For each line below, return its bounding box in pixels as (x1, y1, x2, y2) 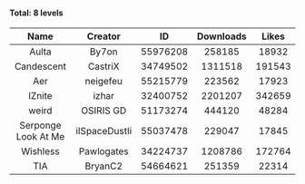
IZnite (28, 90, 53, 102)
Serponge (19, 119, 62, 131)
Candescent (14, 60, 66, 73)
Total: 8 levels (9, 7, 64, 18)
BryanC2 (84, 160, 123, 172)
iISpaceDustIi (75, 125, 133, 138)
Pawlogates (78, 145, 129, 158)
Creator (86, 30, 121, 43)
